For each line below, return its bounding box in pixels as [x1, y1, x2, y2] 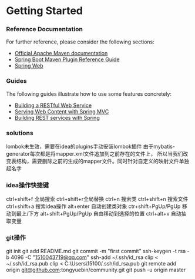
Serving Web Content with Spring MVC [14, 107, 109, 115]
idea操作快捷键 [6, 181, 49, 189]
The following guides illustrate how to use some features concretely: [6, 90, 172, 98]
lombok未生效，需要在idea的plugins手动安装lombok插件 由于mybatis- [6, 143, 175, 150]
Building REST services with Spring [14, 114, 100, 121]
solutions [6, 129, 33, 137]
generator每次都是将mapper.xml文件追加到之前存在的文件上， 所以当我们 [6, 150, 183, 157]
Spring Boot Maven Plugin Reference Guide [14, 56, 120, 63]
